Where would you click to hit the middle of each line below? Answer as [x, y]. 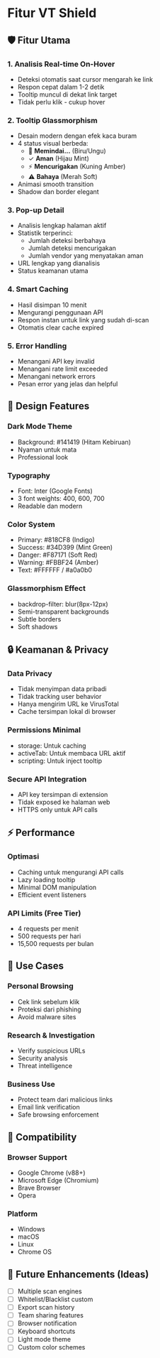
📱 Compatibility [42, 1137]
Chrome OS [34, 1252]
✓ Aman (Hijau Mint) [59, 158]
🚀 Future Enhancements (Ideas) [78, 1274]
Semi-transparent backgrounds [63, 612]
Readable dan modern [50, 506]
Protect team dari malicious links [65, 1099]
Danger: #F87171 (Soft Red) [57, 555]
